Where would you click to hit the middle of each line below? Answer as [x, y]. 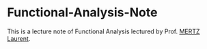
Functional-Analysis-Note [82, 13]
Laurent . [19, 38]
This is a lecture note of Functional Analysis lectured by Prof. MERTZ [104, 31]
